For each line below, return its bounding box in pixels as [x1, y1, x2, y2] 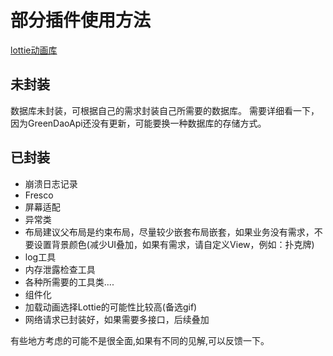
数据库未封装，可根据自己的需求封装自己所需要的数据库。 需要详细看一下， [10, 104, 320, 116]
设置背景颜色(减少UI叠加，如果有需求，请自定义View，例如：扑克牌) [33, 238, 315, 250]
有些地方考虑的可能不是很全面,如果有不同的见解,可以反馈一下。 [10, 334, 270, 346]
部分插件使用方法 [10, 9, 152, 32]
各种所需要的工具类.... [24, 276, 115, 288]
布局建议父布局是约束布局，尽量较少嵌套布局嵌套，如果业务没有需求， [24, 226, 315, 238]
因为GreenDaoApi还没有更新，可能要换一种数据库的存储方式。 [10, 117, 267, 129]
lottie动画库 [10, 44, 58, 56]
